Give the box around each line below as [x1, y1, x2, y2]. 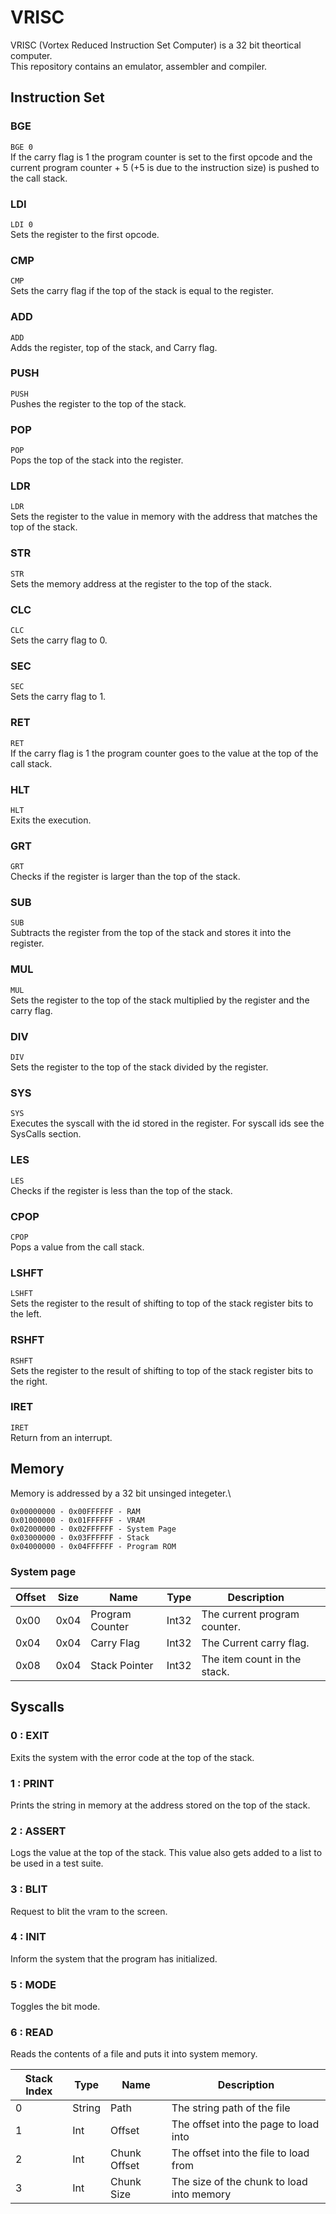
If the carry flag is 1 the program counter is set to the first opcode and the [10, 151, 313, 163]
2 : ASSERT [10, 1824, 67, 1838]
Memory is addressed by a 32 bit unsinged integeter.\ [10, 1487, 232, 1499]
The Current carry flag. [201, 1636, 310, 1650]
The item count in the [201, 1652, 302, 1666]
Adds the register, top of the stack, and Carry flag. [10, 341, 218, 353]
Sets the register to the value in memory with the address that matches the [10, 511, 318, 523]
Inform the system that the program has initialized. [10, 1952, 218, 1965]
